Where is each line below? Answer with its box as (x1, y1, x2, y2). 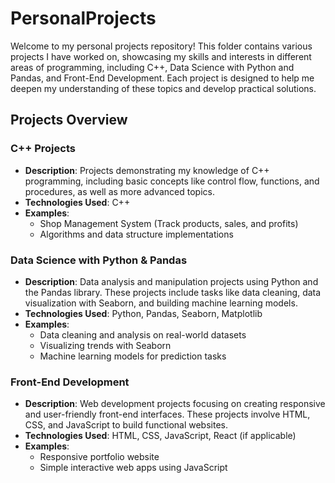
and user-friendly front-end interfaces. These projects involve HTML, (24, 408, 311, 421)
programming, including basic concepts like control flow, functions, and (24, 175, 320, 187)
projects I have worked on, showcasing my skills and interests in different (10, 50, 312, 62)
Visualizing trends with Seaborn (39, 339, 172, 351)
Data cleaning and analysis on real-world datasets (39, 328, 247, 341)
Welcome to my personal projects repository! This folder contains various (10, 40, 313, 52)
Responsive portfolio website (39, 451, 160, 463)
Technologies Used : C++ (24, 196, 131, 208)
